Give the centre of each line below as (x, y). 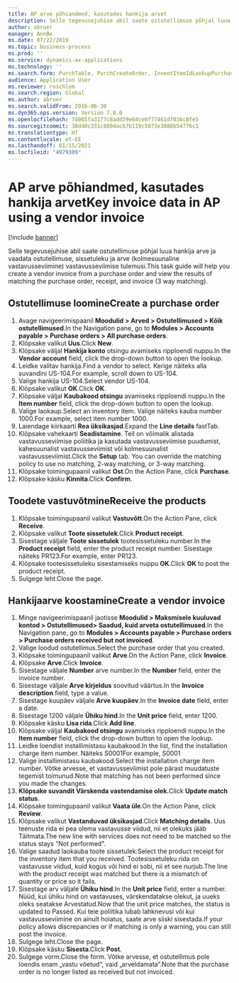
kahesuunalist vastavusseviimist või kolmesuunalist (93, 448)
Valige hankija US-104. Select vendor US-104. (84, 381)
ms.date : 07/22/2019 (39, 40)
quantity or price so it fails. (57, 882)
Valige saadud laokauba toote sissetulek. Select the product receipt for (121, 851)
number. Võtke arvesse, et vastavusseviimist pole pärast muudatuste (119, 768)
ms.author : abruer (35, 100)
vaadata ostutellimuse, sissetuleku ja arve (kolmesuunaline (94, 258)
